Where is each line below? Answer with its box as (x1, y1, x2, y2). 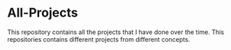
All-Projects (7, 5, 78, 21)
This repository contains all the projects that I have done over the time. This (7, 28, 225, 36)
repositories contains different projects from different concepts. (7, 35, 191, 43)
